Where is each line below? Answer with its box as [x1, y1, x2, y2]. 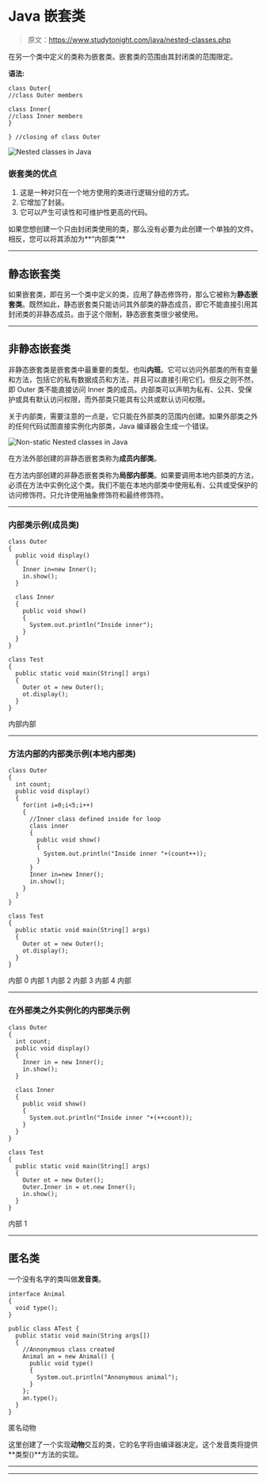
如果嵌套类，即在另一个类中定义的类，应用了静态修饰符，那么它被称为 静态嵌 [8, 290, 258, 300]
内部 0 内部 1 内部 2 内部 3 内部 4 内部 [8, 976, 132, 985]
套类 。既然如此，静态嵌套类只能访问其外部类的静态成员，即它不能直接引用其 [8, 300, 258, 309]
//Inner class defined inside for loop [28, 815, 161, 823]
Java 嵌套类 [8, 7, 85, 25]
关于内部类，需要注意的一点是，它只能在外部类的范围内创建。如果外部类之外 [8, 411, 258, 421]
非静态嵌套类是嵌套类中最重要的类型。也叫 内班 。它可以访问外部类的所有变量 [8, 365, 258, 374]
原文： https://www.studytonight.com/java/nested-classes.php [27, 35, 231, 44]
